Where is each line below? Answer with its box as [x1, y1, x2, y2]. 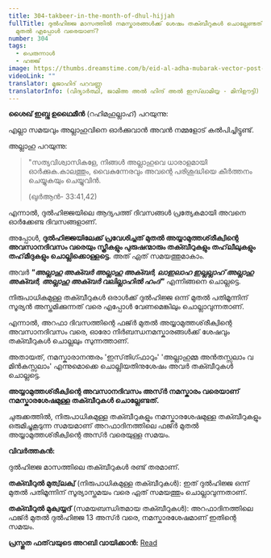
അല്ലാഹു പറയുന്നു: [8, 141, 68, 151]
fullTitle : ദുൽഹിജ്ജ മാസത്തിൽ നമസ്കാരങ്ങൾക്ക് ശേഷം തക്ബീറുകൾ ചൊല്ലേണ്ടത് [8, 19, 263, 27]
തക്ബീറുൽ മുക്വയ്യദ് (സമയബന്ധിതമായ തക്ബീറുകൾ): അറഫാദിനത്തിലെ [8, 504, 253, 514]
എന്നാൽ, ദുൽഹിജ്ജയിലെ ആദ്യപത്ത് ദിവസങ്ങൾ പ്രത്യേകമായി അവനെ [8, 208, 246, 218]
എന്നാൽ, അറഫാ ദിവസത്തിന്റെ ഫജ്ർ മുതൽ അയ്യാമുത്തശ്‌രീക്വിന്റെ [8, 318, 232, 328]
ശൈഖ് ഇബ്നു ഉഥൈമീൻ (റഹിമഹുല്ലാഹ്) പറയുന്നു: [8, 109, 169, 119]
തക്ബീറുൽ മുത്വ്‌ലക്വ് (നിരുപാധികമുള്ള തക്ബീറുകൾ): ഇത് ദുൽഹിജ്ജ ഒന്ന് [8, 478, 250, 489]
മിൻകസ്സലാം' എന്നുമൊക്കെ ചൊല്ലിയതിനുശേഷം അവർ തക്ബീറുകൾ [8, 361, 234, 371]
